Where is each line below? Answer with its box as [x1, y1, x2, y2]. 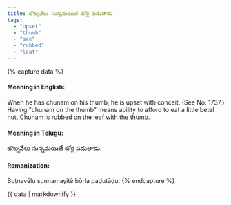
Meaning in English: [7, 83, 66, 91]
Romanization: [7, 161, 50, 169]
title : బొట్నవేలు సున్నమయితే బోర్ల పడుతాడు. [7, 10, 116, 17]
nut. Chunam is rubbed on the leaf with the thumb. [7, 113, 150, 121]
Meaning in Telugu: [7, 129, 64, 137]
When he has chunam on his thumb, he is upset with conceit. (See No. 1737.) [7, 98, 225, 107]
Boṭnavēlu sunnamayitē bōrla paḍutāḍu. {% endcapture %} [7, 177, 175, 185]
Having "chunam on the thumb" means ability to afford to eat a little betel [7, 106, 214, 114]
